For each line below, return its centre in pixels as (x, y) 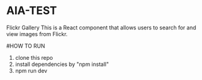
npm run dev (31, 70)
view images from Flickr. (37, 34)
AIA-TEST (32, 11)
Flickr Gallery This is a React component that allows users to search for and (101, 27)
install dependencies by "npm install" (62, 64)
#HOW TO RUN (26, 46)
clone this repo (34, 57)
